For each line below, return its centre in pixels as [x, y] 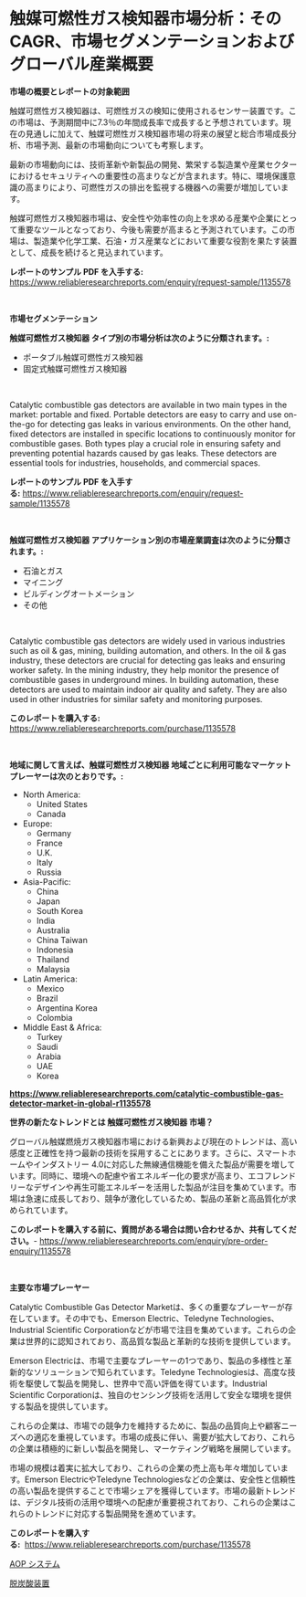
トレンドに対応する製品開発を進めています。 [117, 1513]
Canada [51, 814]
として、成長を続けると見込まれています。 [89, 252]
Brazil [47, 998]
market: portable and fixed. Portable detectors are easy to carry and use [146, 414]
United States [62, 804]
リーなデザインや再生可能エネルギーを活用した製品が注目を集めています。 [149, 1187]
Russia [49, 872]
